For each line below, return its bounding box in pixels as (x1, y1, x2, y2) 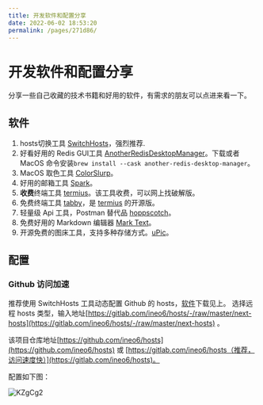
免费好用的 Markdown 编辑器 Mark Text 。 (19, 218, 156, 227)
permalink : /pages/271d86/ (8, 26, 97, 34)
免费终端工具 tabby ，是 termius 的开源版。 (19, 198, 160, 208)
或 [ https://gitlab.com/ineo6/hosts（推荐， (116, 345, 255, 354)
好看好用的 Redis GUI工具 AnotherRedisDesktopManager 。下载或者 (19, 148, 240, 159)
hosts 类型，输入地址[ (17, 308, 89, 318)
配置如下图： (8, 372, 50, 381)
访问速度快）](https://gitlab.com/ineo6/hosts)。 (8, 354, 160, 365)
